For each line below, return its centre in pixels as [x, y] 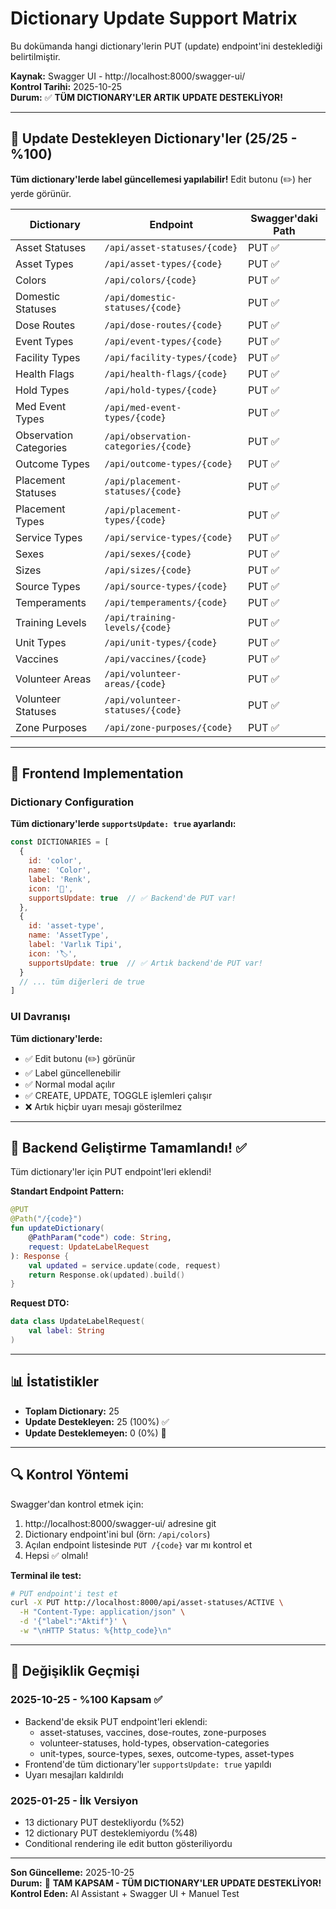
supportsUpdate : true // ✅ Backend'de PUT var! [132, 898]
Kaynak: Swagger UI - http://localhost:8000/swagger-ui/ [128, 76]
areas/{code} [135, 683]
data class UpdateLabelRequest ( [77, 1322]
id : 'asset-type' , [66, 926]
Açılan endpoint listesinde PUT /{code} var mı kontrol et [138, 1544]
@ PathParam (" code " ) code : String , [100, 1238]
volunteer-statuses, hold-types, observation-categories [154, 1743]
